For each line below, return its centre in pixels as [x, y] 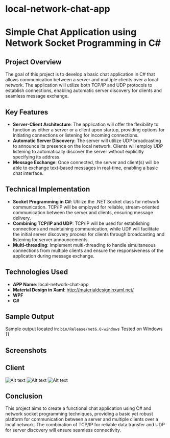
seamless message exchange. [37, 96]
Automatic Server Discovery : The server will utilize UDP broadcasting [87, 141]
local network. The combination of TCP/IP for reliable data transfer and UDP [85, 425]
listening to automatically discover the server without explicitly [78, 152]
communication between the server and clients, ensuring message [83, 212]
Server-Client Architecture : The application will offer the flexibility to [86, 124]
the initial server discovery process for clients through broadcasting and [89, 234]
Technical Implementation [48, 189]
